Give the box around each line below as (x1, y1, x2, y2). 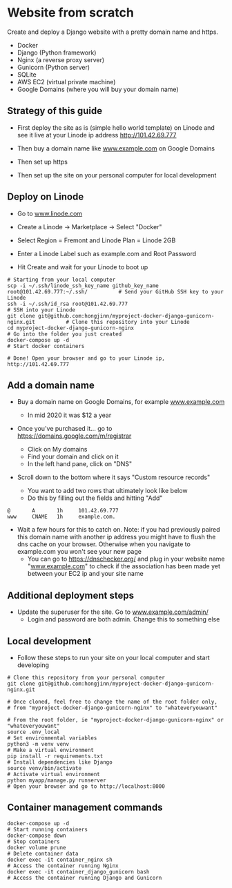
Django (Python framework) (17, 48, 97, 57)
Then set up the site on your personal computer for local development (17, 171, 217, 179)
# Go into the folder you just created (7, 330, 122, 338)
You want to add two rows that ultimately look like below (27, 487, 188, 495)
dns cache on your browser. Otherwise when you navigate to (17, 540, 191, 548)
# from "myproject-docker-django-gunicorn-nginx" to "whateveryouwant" (7, 704, 217, 711)
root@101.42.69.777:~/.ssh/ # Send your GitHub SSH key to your (7, 288, 224, 295)
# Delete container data (7, 850, 79, 857)
